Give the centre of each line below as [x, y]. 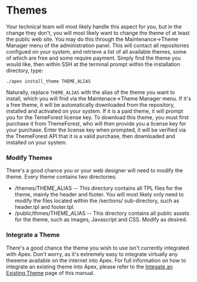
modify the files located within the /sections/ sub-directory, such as [97, 201]
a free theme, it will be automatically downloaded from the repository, [91, 104]
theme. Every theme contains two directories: [61, 177]
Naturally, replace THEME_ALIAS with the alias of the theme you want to [91, 92]
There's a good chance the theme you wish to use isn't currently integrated [98, 248]
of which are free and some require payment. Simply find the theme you [93, 58]
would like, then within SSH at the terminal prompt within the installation [93, 64]
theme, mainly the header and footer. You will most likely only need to [99, 195]
